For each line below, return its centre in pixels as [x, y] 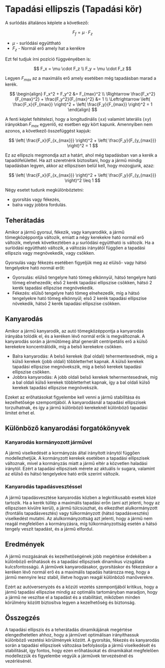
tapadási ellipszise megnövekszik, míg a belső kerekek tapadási [77, 367]
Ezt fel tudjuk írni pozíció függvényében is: [48, 59]
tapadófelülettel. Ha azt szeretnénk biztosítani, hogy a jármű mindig [73, 161]
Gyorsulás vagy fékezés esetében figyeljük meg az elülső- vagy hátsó [76, 263]
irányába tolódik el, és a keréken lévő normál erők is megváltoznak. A [75, 336]
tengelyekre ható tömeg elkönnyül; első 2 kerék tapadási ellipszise [79, 298]
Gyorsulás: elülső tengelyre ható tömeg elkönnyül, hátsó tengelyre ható [84, 277]
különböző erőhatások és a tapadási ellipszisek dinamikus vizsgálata [75, 561]
